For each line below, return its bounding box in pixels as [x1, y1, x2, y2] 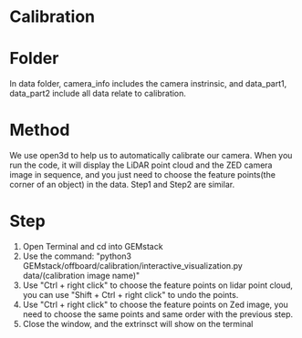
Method [9, 120, 70, 140]
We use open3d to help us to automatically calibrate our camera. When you [9, 150, 293, 161]
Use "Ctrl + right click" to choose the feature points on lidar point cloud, [22, 280, 294, 291]
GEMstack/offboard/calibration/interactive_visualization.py [22, 261, 244, 271]
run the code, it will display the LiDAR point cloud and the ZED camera [9, 159, 273, 170]
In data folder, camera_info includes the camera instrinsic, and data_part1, [9, 78, 287, 89]
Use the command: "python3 [22, 251, 132, 261]
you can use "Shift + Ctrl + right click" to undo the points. [22, 290, 239, 300]
